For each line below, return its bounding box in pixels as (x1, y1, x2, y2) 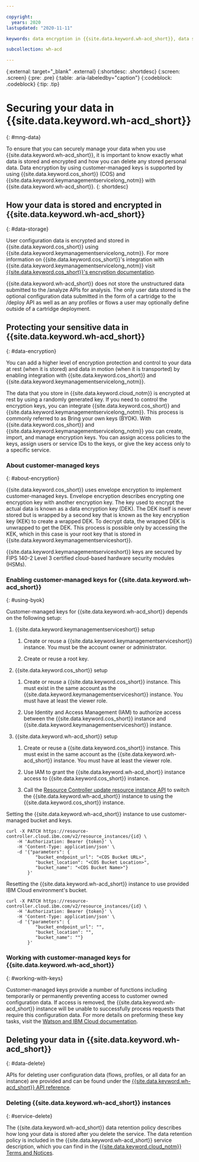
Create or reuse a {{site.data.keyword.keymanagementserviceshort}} (23, 637, 192, 645)
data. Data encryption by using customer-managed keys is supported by (6, 164, 183, 171)
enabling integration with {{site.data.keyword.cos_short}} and (6, 371, 156, 379)
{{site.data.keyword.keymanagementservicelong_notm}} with (6, 177, 156, 184)
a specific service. (6, 446, 52, 454)
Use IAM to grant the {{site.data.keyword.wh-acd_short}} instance (23, 769, 185, 776)
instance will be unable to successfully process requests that (36, 1005, 185, 1012)
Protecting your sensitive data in (6, 322, 129, 333)
